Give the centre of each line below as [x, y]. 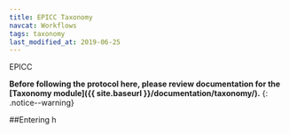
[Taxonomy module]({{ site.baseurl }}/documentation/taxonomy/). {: [139, 93]
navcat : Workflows [43, 26]
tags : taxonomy [37, 33]
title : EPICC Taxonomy [51, 17]
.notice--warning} [42, 103]
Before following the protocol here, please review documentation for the [145, 84]
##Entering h [33, 120]
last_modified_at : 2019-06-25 [65, 42]
